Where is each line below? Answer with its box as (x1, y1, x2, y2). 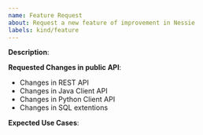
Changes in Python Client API (19, 95, 116, 104)
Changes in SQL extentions (19, 103, 109, 112)
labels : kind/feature (8, 26, 79, 34)
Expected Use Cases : (8, 119, 79, 128)
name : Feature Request (8, 11, 83, 20)
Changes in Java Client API (19, 86, 108, 96)
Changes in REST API (19, 78, 89, 87)
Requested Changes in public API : (8, 63, 122, 72)
